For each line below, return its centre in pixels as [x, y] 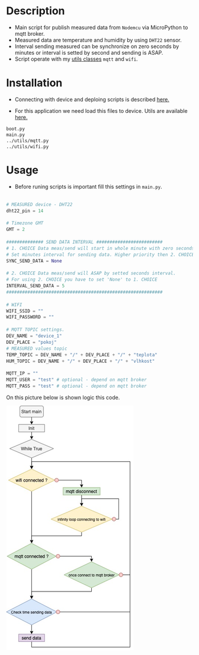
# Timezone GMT [25, 223]
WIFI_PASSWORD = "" [30, 317]
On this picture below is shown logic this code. [63, 397]
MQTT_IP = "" [22, 374]
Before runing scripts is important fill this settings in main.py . [89, 186]
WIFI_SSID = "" [25, 311]
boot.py [16, 129]
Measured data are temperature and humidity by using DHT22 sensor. [98, 40]
